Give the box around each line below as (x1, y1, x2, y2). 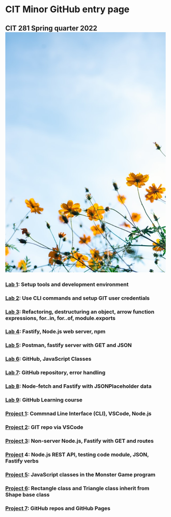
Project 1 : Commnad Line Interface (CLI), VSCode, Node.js (5, 410, 152, 417)
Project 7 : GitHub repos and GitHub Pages (5, 505, 110, 512)
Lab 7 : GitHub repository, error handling (5, 369, 106, 376)
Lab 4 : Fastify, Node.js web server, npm (5, 328, 106, 335)
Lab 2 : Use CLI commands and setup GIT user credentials (5, 294, 150, 301)
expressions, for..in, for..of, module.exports (5, 314, 116, 322)
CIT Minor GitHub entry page (5, 4, 130, 15)
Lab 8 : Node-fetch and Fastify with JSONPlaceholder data (5, 383, 152, 390)
